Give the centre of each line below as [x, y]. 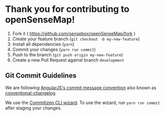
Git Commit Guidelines [41, 76]
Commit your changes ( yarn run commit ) [54, 49]
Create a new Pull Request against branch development [68, 60]
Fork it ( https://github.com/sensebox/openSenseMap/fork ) [74, 33]
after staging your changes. [34, 108]
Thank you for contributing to [67, 9]
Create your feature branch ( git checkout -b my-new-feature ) [76, 39]
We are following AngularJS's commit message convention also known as [81, 88]
